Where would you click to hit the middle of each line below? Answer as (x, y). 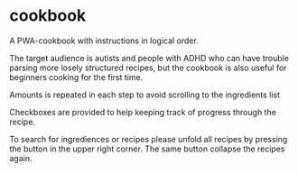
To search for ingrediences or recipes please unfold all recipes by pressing (149, 139)
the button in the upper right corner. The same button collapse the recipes (147, 149)
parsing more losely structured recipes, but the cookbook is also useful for (148, 68)
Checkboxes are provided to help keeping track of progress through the (143, 112)
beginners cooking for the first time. (76, 77)
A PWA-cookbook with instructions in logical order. (104, 41)
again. (21, 158)
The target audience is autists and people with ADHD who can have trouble (149, 58)
